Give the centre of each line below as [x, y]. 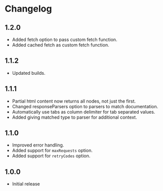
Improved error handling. [38, 145]
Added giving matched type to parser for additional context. [74, 117]
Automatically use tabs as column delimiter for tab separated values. [84, 112]
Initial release [26, 184]
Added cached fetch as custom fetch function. [60, 45]
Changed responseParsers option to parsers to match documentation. [85, 106]
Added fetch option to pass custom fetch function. [65, 39]
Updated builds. [29, 73]
